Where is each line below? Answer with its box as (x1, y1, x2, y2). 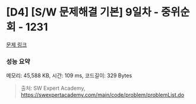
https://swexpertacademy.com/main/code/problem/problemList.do (20, 92, 185, 99)
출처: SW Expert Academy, (20, 84, 86, 92)
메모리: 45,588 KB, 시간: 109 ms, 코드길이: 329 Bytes (6, 72, 132, 79)
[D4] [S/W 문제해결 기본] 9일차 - (6, 5, 159, 19)
